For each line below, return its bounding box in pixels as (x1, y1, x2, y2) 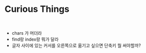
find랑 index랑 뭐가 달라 (11, 36, 59, 42)
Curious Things (4, 3, 70, 15)
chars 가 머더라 (11, 30, 42, 36)
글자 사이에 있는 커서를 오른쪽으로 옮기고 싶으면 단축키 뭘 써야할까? (11, 42, 141, 48)
